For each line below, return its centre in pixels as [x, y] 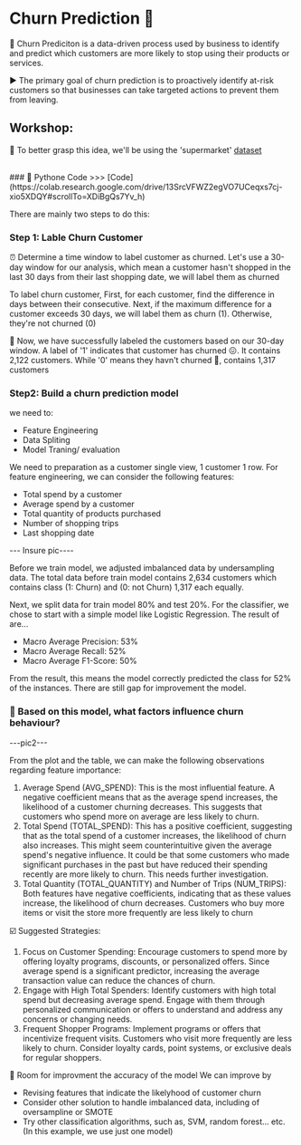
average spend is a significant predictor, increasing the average [141, 971]
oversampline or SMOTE [68, 1111]
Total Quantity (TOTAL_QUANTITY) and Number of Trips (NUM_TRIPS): [155, 883]
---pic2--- [28, 743]
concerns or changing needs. [77, 1019]
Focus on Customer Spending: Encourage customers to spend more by [155, 951]
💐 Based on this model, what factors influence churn [127, 712]
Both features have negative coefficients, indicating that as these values [157, 893]
